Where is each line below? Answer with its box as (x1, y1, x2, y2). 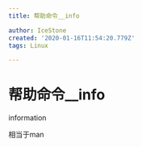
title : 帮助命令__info (8, 11, 80, 20)
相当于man (8, 130, 44, 140)
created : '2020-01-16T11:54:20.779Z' (8, 34, 136, 42)
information (8, 113, 47, 123)
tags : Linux (8, 41, 48, 49)
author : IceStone (8, 26, 67, 35)
